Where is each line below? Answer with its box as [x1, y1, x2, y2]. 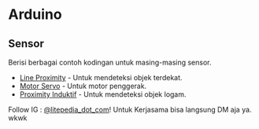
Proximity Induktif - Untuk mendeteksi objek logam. [19, 90, 187, 99]
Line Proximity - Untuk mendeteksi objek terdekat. [19, 73, 183, 82]
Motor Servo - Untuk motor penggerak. [19, 81, 147, 90]
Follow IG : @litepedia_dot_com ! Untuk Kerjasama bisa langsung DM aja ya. [8, 105, 252, 114]
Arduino [8, 6, 62, 24]
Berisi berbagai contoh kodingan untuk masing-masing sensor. [8, 57, 212, 67]
